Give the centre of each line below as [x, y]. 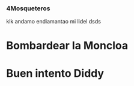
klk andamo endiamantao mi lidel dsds [53, 22]
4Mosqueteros [28, 8]
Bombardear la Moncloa [67, 46]
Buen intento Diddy [55, 73]
